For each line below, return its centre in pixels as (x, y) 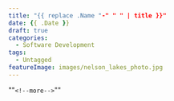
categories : (28, 38)
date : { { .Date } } (39, 23)
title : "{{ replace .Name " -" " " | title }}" (87, 16)
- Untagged (34, 60)
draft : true (28, 30)
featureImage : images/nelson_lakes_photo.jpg (85, 68)
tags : (17, 52)
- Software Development (55, 45)
